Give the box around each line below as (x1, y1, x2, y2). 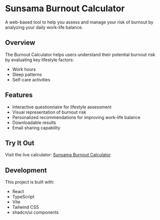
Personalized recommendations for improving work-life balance (12, 114, 141, 120)
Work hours (12, 66, 36, 72)
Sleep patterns (12, 72, 42, 77)
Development (5, 166, 47, 174)
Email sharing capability (12, 124, 61, 130)
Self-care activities (12, 76, 50, 82)
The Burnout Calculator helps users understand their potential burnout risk (5, 51, 156, 57)
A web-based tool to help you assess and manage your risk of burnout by (5, 19, 154, 25)
